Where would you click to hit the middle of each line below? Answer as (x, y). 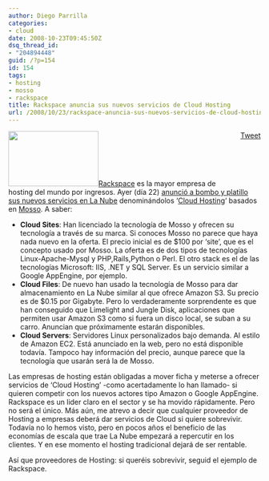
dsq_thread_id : (34, 46)
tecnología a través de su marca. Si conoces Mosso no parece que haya (139, 233)
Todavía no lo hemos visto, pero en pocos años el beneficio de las (117, 427)
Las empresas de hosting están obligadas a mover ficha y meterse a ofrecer (134, 376)
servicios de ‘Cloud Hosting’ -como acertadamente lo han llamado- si (123, 385)
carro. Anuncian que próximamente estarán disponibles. (112, 327)
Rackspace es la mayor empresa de (157, 184)
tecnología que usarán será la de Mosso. (87, 361)
